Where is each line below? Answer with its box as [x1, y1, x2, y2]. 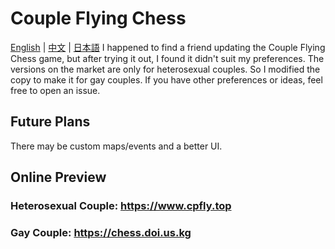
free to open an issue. [10, 84, 101, 96]
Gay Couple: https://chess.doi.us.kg [10, 225, 192, 239]
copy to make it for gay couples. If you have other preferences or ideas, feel [10, 73, 323, 86]
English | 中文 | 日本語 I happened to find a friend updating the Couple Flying [10, 41, 326, 53]
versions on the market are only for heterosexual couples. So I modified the [10, 63, 321, 75]
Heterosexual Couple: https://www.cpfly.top [10, 199, 232, 213]
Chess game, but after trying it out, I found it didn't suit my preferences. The [10, 52, 325, 64]
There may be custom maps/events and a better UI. [10, 140, 223, 152]
